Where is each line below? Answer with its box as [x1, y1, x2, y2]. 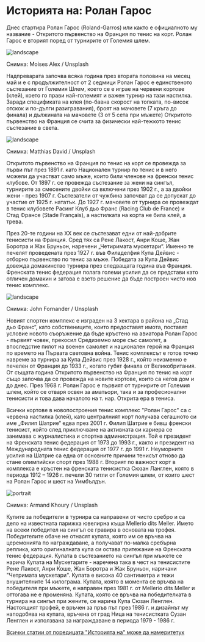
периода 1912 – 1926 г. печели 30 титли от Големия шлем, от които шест [6, 471, 195, 479]
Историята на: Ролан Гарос [6, 4, 152, 18]
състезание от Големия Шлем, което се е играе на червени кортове [6, 85, 185, 92]
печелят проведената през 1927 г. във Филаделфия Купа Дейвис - [6, 249, 179, 256]
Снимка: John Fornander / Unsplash [6, 305, 99, 312]
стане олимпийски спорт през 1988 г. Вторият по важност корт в [6, 458, 176, 465]
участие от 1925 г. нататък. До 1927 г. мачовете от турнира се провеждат [6, 198, 199, 205]
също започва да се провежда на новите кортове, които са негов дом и [6, 375, 195, 382]
